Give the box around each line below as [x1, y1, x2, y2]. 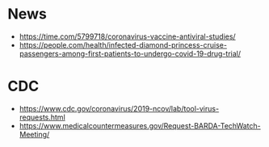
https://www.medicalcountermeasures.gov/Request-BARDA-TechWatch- [19, 120, 261, 130]
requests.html [19, 112, 65, 122]
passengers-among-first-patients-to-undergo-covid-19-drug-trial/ [19, 48, 242, 58]
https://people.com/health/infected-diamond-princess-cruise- [19, 40, 228, 49]
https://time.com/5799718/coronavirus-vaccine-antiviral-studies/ [19, 31, 236, 41]
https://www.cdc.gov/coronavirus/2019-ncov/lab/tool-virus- [19, 103, 220, 113]
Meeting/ [19, 129, 50, 139]
